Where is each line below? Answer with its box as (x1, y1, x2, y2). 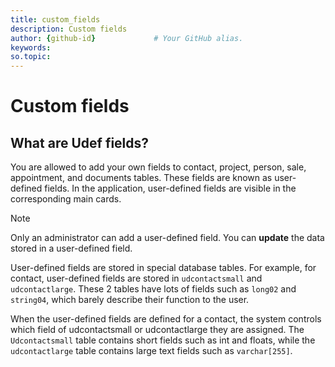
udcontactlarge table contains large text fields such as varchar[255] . (10, 345, 293, 357)
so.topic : (10, 52, 52, 62)
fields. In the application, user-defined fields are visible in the (44, 182, 297, 195)
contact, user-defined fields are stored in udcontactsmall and (10, 272, 263, 285)
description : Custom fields (10, 24, 128, 34)
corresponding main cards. (10, 193, 122, 205)
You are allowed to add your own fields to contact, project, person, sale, (10, 161, 307, 173)
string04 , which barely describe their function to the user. (10, 294, 250, 306)
